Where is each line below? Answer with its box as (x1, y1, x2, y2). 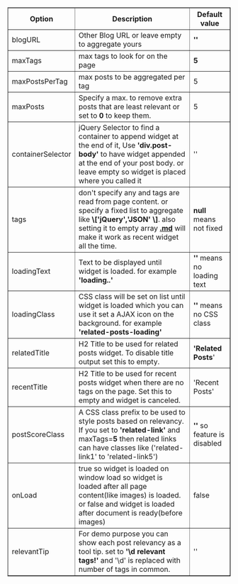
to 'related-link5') (98, 452, 158, 461)
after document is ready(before (78, 508, 183, 517)
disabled (193, 439, 222, 448)
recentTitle (11, 382, 48, 392)
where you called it (78, 176, 142, 185)
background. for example (78, 319, 162, 328)
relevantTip (11, 546, 50, 556)
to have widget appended (100, 149, 186, 159)
